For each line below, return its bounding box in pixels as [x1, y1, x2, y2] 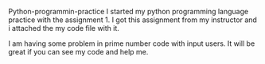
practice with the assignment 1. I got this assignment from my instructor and [8, 15, 257, 24]
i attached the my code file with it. [8, 24, 119, 32]
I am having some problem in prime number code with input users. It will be [8, 39, 255, 48]
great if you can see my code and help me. [8, 47, 149, 56]
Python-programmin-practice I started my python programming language [8, 7, 249, 16]
